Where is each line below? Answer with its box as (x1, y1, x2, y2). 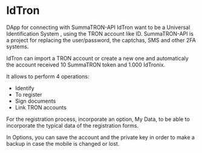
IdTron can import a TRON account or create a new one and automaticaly (6, 54, 189, 62)
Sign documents (15, 97, 56, 105)
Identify (15, 84, 34, 91)
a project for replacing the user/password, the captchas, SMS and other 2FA (6, 36, 197, 44)
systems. (6, 43, 29, 50)
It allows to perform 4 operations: (6, 73, 90, 80)
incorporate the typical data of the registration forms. (6, 122, 139, 129)
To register (15, 91, 42, 98)
